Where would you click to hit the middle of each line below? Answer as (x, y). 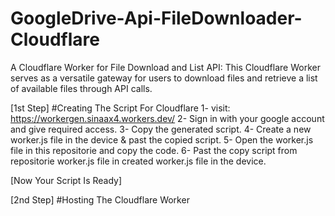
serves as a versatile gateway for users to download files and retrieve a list (164, 78)
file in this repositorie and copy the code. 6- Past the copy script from (154, 150)
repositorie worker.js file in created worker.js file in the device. (138, 161)
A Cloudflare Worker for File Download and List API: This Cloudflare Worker (165, 67)
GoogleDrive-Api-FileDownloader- (156, 18)
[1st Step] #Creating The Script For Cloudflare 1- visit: (120, 108)
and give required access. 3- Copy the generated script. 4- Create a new (161, 129)
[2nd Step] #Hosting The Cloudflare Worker (100, 199)
